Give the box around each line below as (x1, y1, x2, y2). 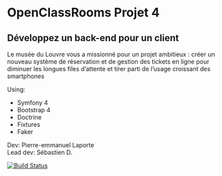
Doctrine (16, 113, 42, 121)
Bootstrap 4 (16, 106, 51, 114)
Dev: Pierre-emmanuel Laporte (7, 141, 95, 149)
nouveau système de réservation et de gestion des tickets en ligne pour (7, 58, 210, 66)
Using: (7, 86, 26, 93)
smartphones (7, 72, 45, 80)
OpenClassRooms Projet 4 (7, 5, 160, 21)
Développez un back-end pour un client (7, 32, 180, 44)
